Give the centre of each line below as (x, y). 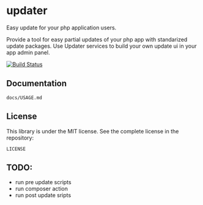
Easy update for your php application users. (61, 28)
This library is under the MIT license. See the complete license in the (93, 131)
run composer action (42, 189)
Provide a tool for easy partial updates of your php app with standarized (97, 39)
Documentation (37, 84)
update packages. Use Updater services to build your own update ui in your (102, 46)
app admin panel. (28, 52)
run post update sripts (43, 195)
